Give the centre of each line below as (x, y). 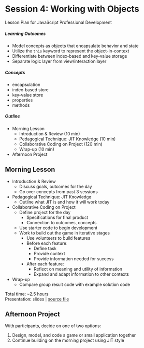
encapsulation (26, 84)
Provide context (49, 253)
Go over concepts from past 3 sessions (58, 191)
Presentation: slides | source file (37, 299)
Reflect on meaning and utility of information (78, 269)
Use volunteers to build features (58, 238)
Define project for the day (45, 212)
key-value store (28, 95)
